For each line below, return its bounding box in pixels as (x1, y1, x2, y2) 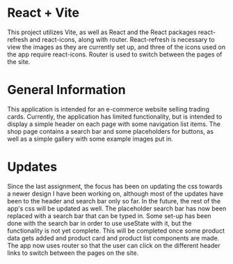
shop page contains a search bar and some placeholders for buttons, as (7, 127, 214, 135)
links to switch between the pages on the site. (7, 249, 139, 257)
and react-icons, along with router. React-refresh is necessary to (29, 35, 215, 43)
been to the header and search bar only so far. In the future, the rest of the (7, 196, 221, 205)
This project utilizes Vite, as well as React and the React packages (7, 28, 197, 36)
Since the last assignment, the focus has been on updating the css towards (7, 182, 223, 190)
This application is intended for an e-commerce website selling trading (7, 104, 210, 113)
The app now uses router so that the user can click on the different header (7, 241, 220, 249)
